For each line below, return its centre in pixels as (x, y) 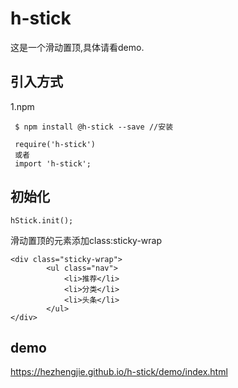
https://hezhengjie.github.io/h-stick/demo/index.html (119, 372)
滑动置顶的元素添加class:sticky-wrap (86, 240)
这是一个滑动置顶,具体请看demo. (77, 47)
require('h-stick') (55, 144)
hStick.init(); (42, 220)
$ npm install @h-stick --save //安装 (94, 127)
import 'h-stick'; (53, 163)
